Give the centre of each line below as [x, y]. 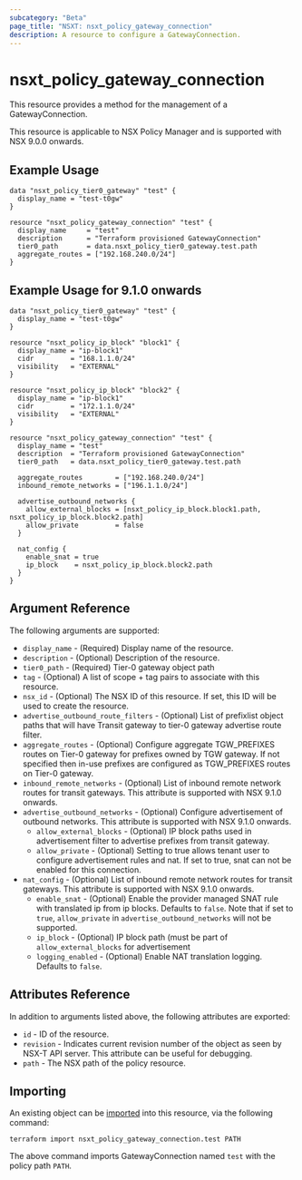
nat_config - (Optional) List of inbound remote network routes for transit [157, 879]
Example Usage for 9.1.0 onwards [106, 290]
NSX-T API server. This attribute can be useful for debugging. [137, 1053]
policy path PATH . [41, 1165]
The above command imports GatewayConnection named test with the [142, 1156]
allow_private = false [85, 525]
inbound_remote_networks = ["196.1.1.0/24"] [103, 485]
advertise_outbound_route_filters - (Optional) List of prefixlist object [153, 715]
